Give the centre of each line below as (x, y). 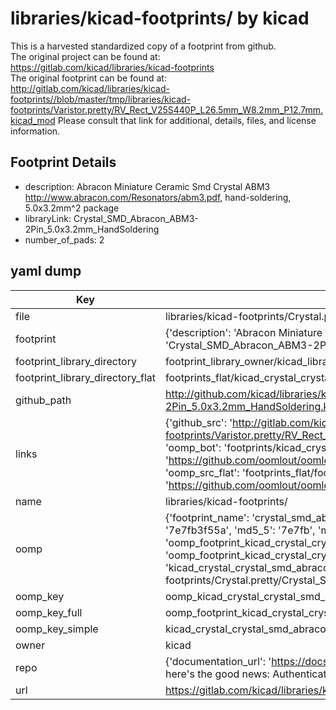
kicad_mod (33, 120)
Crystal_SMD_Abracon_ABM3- (136, 218)
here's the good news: (217, 674)
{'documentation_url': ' (218, 661)
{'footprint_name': (207, 517)
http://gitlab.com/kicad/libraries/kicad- (90, 88)
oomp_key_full (49, 612)
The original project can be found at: (85, 56)
